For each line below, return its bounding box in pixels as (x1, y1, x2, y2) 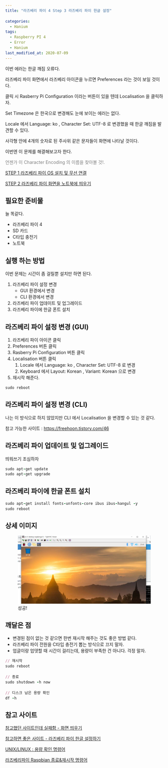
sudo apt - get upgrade (5, 472, 51, 477)
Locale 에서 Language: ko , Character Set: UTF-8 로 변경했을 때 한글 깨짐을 (5, 121, 156, 127)
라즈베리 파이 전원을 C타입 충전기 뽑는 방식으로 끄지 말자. (12, 641, 124, 647)
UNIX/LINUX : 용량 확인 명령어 (5, 746, 66, 752)
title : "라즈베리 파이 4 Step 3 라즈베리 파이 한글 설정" (5, 8, 112, 13)
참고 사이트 (5, 711, 38, 719)
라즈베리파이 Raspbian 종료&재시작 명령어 (5, 757, 88, 763)
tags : (5, 29, 17, 35)
